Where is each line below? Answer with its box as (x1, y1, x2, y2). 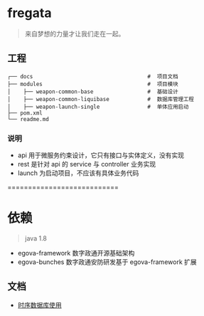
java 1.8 (24, 233, 48, 243)
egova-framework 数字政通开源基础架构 (17, 248, 135, 257)
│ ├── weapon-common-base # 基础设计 (7, 88, 179, 95)
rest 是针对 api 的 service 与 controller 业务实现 (17, 160, 156, 169)
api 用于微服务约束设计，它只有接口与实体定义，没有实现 (17, 151, 185, 159)
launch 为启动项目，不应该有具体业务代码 (17, 169, 139, 177)
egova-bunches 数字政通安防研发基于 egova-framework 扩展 (17, 258, 197, 266)
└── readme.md (7, 115, 50, 122)
